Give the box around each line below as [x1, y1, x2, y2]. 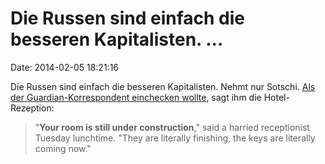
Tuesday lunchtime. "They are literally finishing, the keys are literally [34, 132, 316, 144]
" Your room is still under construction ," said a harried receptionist [34, 121, 310, 133]
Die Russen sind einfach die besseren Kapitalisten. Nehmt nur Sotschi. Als [10, 80, 316, 92]
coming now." [34, 142, 92, 154]
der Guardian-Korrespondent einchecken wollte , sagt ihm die [10, 91, 262, 103]
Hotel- [263, 91, 290, 103]
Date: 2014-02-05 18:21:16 [10, 61, 120, 73]
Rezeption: [10, 102, 55, 114]
